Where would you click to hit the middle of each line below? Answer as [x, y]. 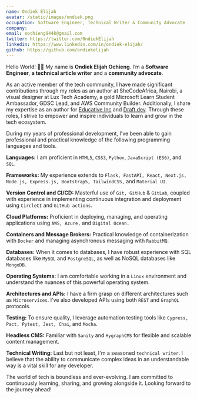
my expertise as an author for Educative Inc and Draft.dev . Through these [95, 109]
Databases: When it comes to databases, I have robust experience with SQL [99, 252]
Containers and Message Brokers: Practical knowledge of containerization [98, 234]
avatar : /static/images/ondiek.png [50, 17]
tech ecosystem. [26, 122]
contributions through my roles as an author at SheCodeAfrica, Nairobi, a [94, 90]
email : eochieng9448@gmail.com [44, 34]
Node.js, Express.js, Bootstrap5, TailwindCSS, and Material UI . [87, 181]
